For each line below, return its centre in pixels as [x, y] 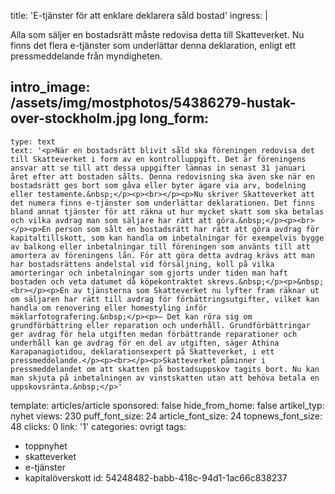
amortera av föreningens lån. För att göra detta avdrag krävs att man [162, 255]
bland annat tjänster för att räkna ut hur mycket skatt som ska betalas [167, 211]
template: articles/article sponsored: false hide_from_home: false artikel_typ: [167, 405]
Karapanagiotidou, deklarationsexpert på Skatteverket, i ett [142, 351]
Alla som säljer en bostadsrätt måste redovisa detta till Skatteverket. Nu [157, 34]
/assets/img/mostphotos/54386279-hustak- [153, 103]
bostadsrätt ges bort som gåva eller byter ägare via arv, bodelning [158, 185]
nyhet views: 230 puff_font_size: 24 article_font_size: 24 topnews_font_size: [166, 416]
